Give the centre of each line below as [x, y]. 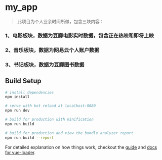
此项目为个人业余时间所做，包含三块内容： [61, 21]
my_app [21, 7]
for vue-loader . [20, 152]
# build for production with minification [49, 120]
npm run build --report [30, 138]
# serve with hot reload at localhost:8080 [51, 106]
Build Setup [23, 81]
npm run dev [17, 110]
